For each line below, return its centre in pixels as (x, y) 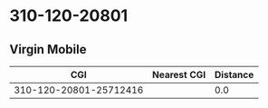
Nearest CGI (179, 75)
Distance (234, 75)
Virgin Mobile (48, 49)
